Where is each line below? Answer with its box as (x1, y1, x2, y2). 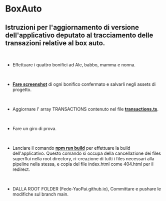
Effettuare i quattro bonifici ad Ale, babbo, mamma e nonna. (12, 62, 136, 68)
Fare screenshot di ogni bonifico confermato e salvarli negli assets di (12, 81, 156, 87)
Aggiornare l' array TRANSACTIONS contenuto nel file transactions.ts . (12, 106, 159, 112)
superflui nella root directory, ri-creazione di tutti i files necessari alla (12, 156, 154, 161)
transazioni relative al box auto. (5, 39, 105, 47)
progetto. (12, 86, 32, 92)
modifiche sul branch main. (12, 191, 69, 197)
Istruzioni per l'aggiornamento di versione (5, 23, 139, 32)
